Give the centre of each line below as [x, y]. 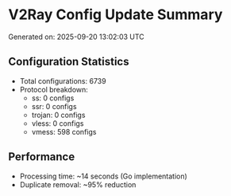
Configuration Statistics [69, 62]
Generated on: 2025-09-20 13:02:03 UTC [76, 37]
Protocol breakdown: [54, 89]
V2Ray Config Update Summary [115, 15]
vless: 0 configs [58, 123]
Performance [42, 157]
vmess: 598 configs [64, 131]
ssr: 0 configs [54, 106]
